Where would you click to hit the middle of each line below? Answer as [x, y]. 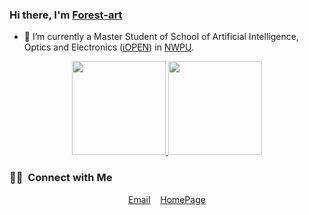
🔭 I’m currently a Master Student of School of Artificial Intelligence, [161, 37]
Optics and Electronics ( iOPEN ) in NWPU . [109, 47]
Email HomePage [167, 199]
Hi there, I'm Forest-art [66, 15]
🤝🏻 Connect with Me [61, 178]
